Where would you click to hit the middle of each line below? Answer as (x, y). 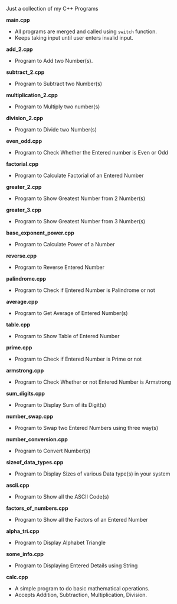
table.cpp (18, 325)
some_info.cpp (25, 554)
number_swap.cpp (29, 416)
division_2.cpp (24, 118)
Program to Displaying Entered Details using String (76, 566)
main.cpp (18, 20)
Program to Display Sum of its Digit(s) (60, 405)
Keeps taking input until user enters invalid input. (74, 38)
